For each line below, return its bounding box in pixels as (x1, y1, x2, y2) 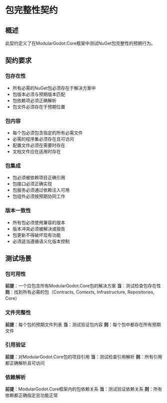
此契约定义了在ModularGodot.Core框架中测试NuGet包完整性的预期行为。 (5, 41, 156, 46)
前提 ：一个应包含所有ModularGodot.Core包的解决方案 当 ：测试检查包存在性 (5, 283, 161, 289)
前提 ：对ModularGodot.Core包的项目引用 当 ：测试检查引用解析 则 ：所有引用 (5, 353, 162, 359)
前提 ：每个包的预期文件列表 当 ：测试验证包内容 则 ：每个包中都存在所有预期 (5, 321, 161, 327)
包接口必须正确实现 (12, 181, 52, 187)
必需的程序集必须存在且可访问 (12, 136, 74, 142)
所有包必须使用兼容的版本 (12, 219, 65, 225)
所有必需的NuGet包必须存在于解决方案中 (12, 85, 96, 91)
